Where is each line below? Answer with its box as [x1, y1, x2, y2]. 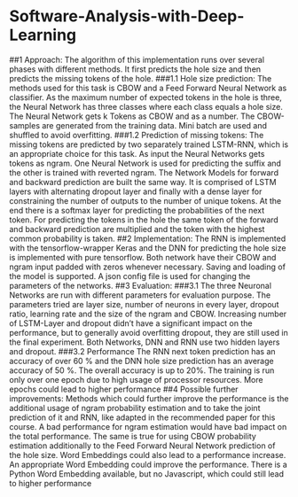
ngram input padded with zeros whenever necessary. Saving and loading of [9, 261, 286, 272]
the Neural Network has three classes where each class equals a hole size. [9, 101, 284, 112]
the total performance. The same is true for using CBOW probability [9, 431, 257, 441]
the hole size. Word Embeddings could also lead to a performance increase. [9, 449, 286, 460]
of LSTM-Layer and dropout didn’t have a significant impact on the [9, 317, 253, 329]
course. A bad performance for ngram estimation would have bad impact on [9, 421, 287, 431]
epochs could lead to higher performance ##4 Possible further [9, 384, 239, 394]
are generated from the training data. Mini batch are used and [41, 120, 268, 130]
